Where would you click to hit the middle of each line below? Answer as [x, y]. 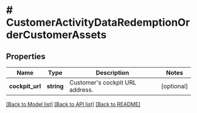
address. [81, 90]
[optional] [174, 86]
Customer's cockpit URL [103, 82]
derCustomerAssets [56, 35]
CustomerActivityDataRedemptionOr [98, 22]
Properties [26, 56]
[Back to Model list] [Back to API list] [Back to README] [73, 104]
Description [113, 73]
